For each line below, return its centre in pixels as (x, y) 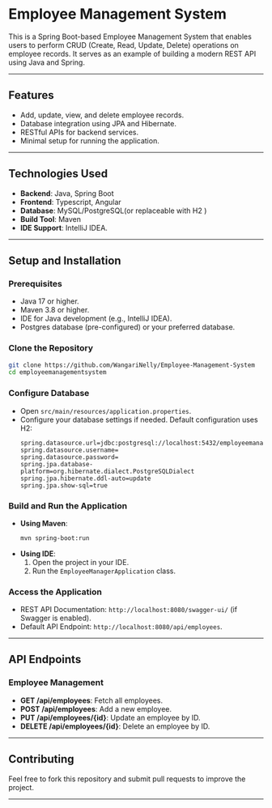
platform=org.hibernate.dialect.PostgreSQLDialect (107, 471)
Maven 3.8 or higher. (55, 310)
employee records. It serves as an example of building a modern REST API (132, 53)
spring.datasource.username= (69, 450)
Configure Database (49, 393)
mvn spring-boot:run (55, 538)
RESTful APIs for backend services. (79, 132)
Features (31, 95)
